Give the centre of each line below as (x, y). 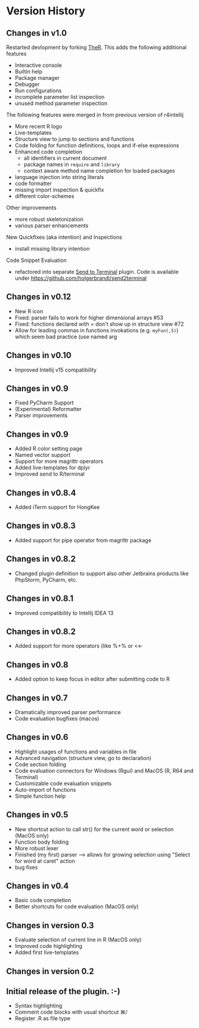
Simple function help (40, 796)
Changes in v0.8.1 (40, 599)
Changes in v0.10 (39, 355)
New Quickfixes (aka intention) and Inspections (64, 237)
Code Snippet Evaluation (37, 260)
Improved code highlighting (48, 946)
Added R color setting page (48, 449)
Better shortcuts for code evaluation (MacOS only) (77, 907)
